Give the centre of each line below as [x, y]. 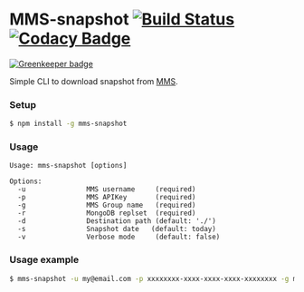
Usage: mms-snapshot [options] [68, 166]
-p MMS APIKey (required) [107, 198]
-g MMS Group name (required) [107, 205]
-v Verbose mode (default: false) [119, 237]
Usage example [44, 260]
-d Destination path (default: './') [117, 221]
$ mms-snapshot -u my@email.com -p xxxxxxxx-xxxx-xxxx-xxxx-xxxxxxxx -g [149, 278]
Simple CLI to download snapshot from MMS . [94, 81]
